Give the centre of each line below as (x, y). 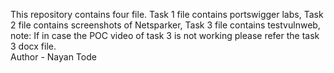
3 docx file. (33, 46)
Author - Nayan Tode (53, 57)
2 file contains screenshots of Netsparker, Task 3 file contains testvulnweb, (165, 25)
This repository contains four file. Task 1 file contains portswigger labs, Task (167, 14)
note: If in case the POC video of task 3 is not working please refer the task (165, 35)
